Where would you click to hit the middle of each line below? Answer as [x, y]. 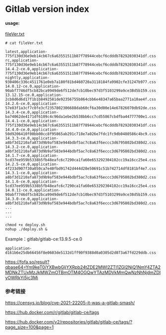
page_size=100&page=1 [29, 327]
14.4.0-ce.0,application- [32, 130]
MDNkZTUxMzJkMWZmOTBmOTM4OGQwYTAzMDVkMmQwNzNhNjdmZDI [83, 273]
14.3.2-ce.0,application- [32, 147]
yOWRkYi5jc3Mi [22, 278]
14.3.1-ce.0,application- [32, 173]
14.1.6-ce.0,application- [32, 182]
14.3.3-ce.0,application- [32, 139]
